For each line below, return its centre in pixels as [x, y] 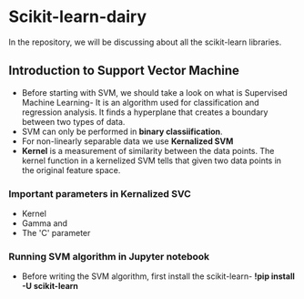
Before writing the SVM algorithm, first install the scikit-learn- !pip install [158, 276]
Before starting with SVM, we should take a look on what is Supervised [154, 92]
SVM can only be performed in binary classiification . [122, 131]
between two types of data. [73, 121]
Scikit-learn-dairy [78, 17]
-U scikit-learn [50, 286]
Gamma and [45, 223]
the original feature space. [71, 170]
